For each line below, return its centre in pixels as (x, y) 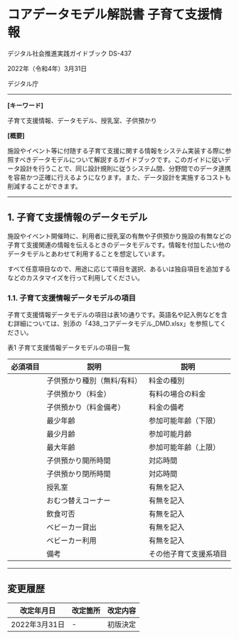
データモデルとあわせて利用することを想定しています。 (88, 254)
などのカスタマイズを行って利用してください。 (76, 277)
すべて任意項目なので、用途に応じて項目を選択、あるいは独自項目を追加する (119, 269)
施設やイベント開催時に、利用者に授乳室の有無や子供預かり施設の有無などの (119, 236)
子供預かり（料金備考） (86, 407)
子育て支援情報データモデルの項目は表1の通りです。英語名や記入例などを (115, 315)
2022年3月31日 (38, 624)
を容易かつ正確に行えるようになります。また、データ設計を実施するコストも (119, 177)
